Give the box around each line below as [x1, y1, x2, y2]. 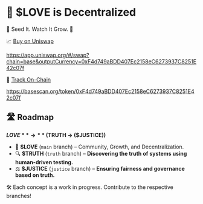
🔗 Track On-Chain [6, 75, 51, 83]
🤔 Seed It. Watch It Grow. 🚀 [6, 25, 74, 33]
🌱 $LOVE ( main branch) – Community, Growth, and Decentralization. [14, 143, 184, 150]
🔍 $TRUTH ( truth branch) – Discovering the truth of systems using [14, 150, 187, 157]
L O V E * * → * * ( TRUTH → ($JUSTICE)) [6, 131, 106, 138]
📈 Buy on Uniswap [6, 37, 54, 45]
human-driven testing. [14, 158, 74, 165]
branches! [6, 192, 31, 199]
